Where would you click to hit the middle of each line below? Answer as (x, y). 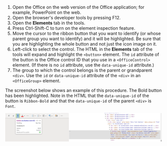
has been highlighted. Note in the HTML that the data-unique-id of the (77, 96)
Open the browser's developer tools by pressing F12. (66, 18)
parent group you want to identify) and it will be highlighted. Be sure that (86, 39)
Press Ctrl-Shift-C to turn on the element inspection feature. (74, 28)
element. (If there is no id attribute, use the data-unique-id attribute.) (83, 65)
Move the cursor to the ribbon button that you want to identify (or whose (86, 33)
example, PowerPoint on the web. (47, 12)
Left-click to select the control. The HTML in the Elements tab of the (82, 49)
